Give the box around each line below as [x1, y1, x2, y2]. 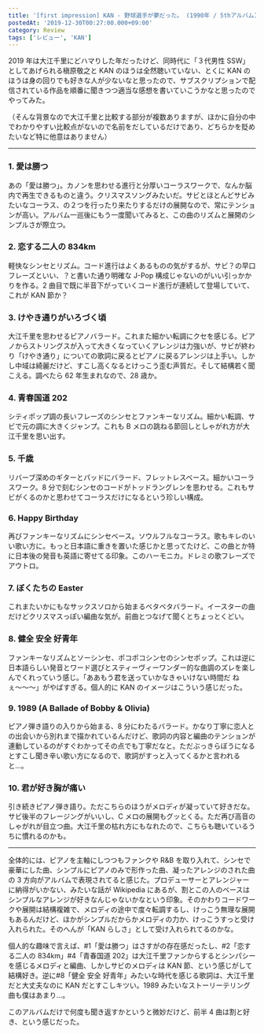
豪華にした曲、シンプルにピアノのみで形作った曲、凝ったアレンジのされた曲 [8, 865, 255, 875]
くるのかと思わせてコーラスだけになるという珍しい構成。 [21, 492, 208, 501]
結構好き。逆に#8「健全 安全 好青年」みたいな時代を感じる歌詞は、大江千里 [8, 971, 255, 980]
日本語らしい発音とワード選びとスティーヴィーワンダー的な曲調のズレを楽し [8, 663, 256, 672]
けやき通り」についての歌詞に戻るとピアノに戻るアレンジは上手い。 [21, 351, 242, 361]
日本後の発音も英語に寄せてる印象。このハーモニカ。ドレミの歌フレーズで [14, 551, 256, 560]
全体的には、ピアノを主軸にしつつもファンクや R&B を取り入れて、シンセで [8, 856, 251, 865]
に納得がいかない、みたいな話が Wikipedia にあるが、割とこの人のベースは [8, 885, 250, 895]
